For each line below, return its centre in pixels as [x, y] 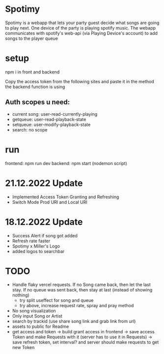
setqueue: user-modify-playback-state [51, 125]
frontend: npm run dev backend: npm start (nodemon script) [66, 163]
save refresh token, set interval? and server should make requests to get [85, 342]
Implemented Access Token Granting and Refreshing [66, 197]
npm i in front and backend [32, 72]
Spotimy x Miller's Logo [36, 246]
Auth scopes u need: [38, 102]
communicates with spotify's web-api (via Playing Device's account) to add [82, 33]
